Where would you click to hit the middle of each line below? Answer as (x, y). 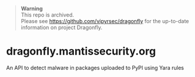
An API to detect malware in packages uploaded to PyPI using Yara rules (95, 68)
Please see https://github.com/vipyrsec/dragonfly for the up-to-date (105, 21)
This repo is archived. (47, 15)
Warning (32, 9)
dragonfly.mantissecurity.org (81, 51)
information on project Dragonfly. (61, 27)
